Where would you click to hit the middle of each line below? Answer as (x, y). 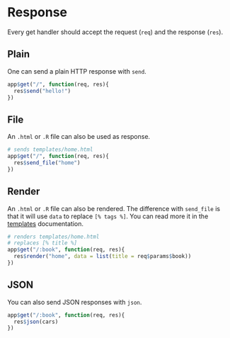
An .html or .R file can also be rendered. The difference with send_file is (114, 208)
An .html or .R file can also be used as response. (79, 137)
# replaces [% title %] (42, 243)
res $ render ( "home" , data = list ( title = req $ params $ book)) (103, 257)
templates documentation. (45, 223)
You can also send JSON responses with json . (75, 302)
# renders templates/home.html (53, 237)
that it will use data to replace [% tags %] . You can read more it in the (108, 216)
